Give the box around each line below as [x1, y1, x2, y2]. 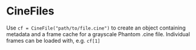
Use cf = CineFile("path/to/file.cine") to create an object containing [6, 24, 186, 31]
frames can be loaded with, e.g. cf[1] [6, 37, 101, 44]
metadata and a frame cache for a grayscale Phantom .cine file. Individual [6, 30, 191, 37]
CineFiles [6, 4, 54, 18]
